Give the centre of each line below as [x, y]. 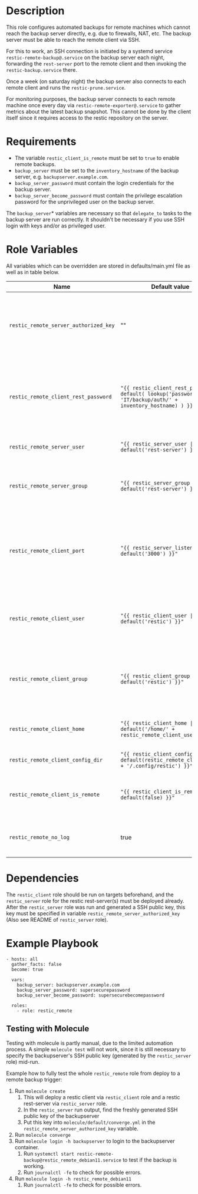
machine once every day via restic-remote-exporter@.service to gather [94, 105]
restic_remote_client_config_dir [56, 760]
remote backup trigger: [34, 1079]
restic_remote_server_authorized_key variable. [81, 1128]
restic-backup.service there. [42, 70]
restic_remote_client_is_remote [55, 794]
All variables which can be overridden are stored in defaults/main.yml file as [98, 266]
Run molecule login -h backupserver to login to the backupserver [95, 1141]
